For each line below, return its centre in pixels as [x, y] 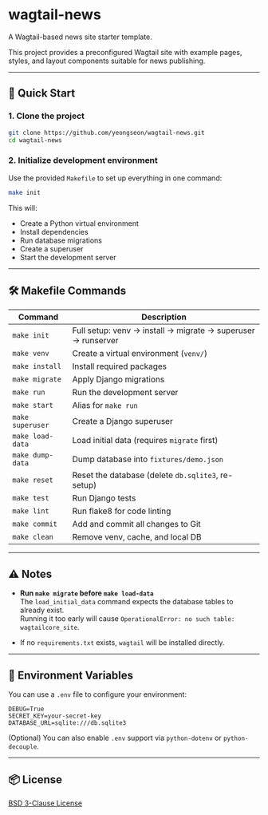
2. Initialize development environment [83, 160]
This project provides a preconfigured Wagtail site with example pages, [125, 52]
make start [33, 406]
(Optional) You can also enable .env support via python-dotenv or [115, 738]
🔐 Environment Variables [71, 675]
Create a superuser [51, 248]
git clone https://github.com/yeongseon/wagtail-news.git [106, 133]
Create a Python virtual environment [79, 223]
